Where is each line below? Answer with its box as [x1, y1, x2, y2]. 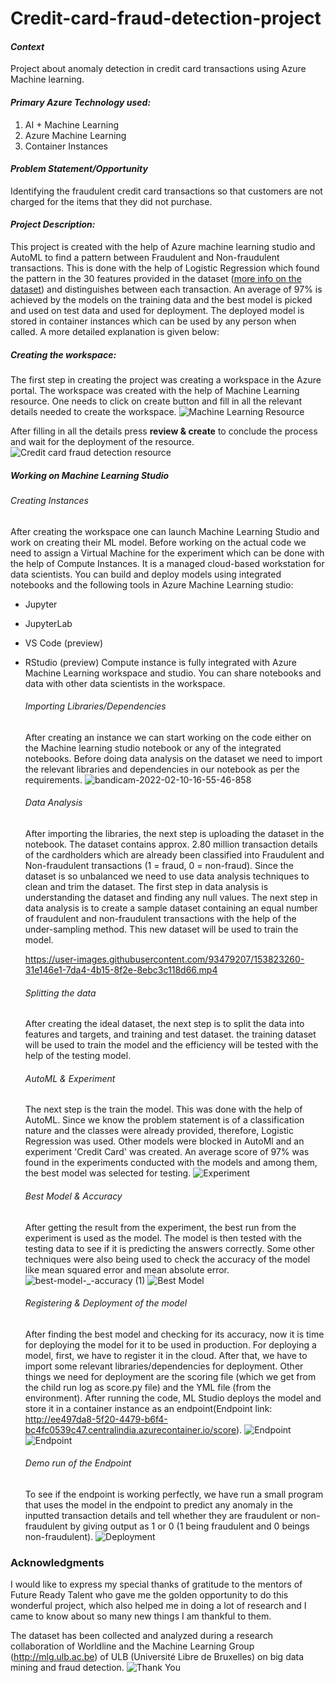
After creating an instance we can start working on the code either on [24, 731, 312, 743]
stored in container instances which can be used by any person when [10, 315, 297, 327]
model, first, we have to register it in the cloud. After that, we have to [24, 1349, 308, 1361]
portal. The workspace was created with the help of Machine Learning [10, 384, 300, 396]
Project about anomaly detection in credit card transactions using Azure [10, 63, 307, 75]
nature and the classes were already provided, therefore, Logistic [24, 1125, 294, 1137]
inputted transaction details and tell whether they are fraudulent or [24, 1509, 299, 1521]
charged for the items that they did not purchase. [10, 195, 213, 207]
